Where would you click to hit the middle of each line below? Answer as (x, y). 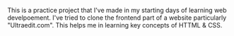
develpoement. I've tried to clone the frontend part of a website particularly (117, 18)
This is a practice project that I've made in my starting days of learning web (117, 10)
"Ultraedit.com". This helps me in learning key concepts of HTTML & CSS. (115, 25)
